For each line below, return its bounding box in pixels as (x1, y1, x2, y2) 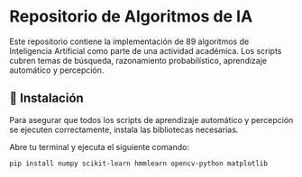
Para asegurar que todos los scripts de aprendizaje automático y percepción (9, 114, 294, 125)
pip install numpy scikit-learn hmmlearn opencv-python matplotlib (9, 159, 269, 168)
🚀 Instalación (9, 91, 84, 106)
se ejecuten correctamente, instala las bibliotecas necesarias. (9, 124, 239, 135)
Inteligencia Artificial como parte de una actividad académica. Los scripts (9, 45, 282, 56)
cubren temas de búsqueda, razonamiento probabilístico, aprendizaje (9, 55, 268, 66)
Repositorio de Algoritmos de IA (9, 6, 253, 27)
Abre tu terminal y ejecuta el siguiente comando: (9, 141, 189, 152)
